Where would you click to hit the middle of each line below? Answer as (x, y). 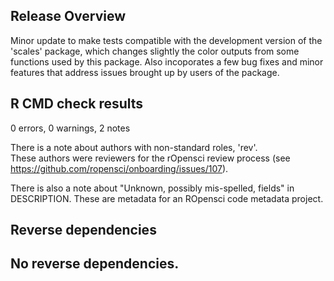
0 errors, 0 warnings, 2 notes (70, 128)
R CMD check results (77, 104)
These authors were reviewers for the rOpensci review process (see (150, 158)
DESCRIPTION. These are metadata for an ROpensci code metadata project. (167, 198)
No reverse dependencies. (95, 264)
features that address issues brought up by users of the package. (145, 72)
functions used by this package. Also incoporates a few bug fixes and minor (167, 61)
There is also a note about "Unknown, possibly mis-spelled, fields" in (152, 188)
